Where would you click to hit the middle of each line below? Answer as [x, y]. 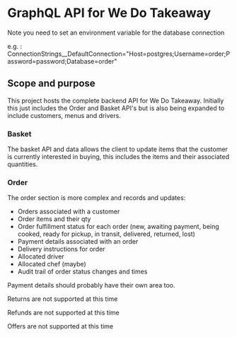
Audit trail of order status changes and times [82, 272]
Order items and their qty [54, 219]
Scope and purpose [51, 84]
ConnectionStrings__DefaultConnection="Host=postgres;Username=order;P [119, 54]
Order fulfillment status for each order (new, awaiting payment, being [118, 227]
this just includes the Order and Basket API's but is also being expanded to [116, 108]
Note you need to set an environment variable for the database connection [116, 32]
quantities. [23, 165]
